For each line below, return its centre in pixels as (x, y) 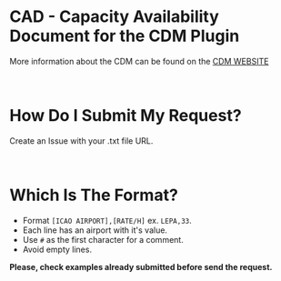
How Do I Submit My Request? (126, 116)
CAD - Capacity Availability (115, 17)
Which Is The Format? (94, 195)
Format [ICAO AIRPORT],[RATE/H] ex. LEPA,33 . (107, 220)
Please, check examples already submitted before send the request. (141, 266)
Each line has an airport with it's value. (95, 230)
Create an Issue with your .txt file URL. (81, 140)
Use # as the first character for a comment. (103, 239)
